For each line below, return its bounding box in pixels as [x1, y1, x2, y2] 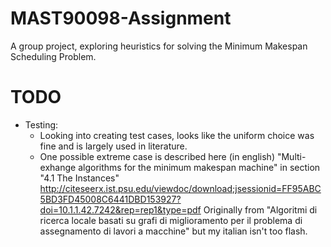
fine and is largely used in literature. [39, 140, 188, 152]
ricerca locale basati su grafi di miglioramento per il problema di [39, 214, 303, 226]
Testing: [24, 118, 59, 131]
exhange [39, 161, 77, 173]
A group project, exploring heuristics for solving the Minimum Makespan [10, 40, 308, 52]
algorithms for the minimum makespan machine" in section [78, 161, 321, 173]
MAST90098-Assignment [10, 7, 232, 30]
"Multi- [276, 150, 307, 162]
